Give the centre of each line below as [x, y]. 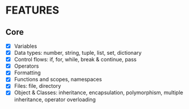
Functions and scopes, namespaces [58, 80]
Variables [25, 46]
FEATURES [32, 10]
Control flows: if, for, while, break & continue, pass [75, 60]
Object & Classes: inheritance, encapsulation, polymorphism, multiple [99, 93]
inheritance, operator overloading [55, 99]
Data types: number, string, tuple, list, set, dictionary [78, 53]
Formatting [27, 73]
